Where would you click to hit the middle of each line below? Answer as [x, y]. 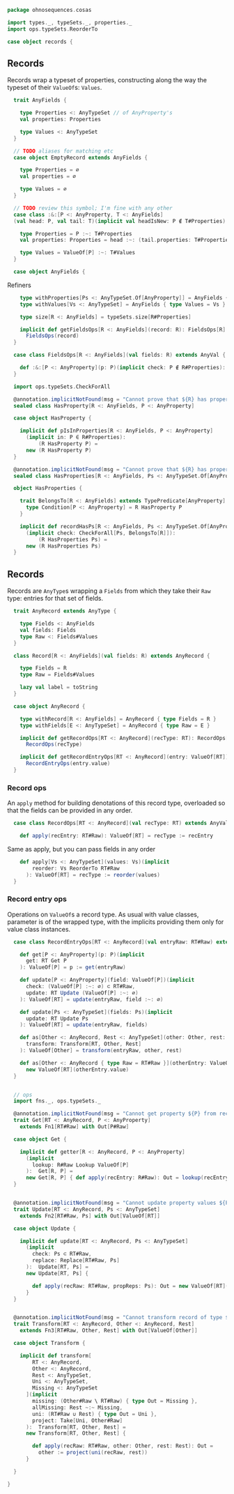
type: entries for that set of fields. [55, 599]
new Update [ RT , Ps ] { [57, 1273]
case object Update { [45, 1229]
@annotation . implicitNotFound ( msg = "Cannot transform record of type [118, 1318]
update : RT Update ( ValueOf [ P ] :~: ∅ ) [82, 993]
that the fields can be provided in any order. [70, 810]
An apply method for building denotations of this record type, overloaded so [116, 803]
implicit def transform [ [56, 1355]
